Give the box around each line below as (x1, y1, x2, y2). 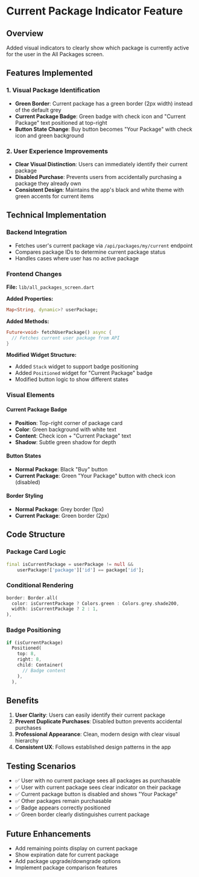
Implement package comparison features (14, 864, 118, 871)
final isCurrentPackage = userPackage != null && (6, 561, 134, 567)
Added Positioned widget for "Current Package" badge (14, 369, 153, 377)
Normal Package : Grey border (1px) (14, 506, 104, 513)
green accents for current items (14, 192, 94, 200)
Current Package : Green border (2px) (14, 512, 110, 519)
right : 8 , (17, 656, 42, 662)
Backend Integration (6, 228, 68, 236)
